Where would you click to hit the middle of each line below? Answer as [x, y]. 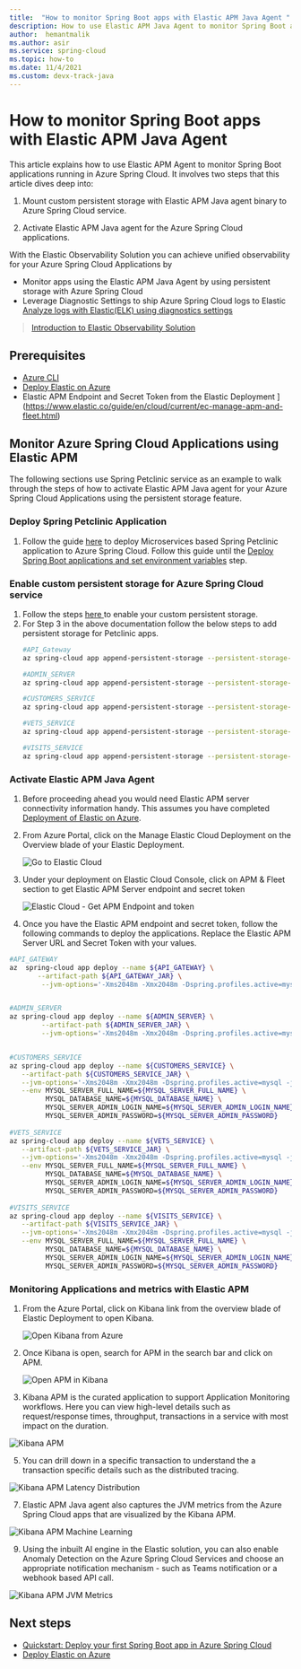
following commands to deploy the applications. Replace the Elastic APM [156, 933]
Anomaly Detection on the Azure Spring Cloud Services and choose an [153, 1559]
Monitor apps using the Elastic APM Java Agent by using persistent [146, 281]
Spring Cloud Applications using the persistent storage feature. [125, 498]
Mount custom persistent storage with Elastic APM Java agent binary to [154, 201]
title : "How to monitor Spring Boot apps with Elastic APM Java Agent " [150, 17]
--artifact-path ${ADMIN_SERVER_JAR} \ [116, 1025]
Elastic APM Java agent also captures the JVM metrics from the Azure [152, 1505]
